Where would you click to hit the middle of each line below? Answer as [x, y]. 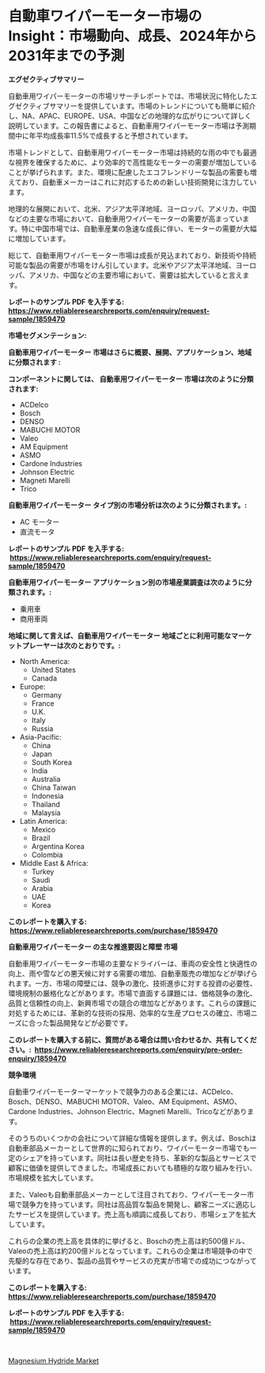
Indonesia [47, 795]
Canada [44, 678]
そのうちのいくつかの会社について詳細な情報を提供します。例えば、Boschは [132, 1138]
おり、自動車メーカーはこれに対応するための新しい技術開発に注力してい [139, 182]
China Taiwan [54, 787]
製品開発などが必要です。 [91, 1022]
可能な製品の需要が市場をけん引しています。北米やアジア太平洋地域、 [122, 265]
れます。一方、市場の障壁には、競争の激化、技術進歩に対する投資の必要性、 [132, 983]
